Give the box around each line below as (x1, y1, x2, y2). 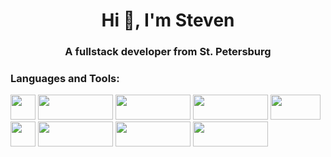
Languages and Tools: (10, 72, 120, 86)
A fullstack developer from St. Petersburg (64, 45, 272, 59)
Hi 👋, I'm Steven (101, 9, 235, 32)
